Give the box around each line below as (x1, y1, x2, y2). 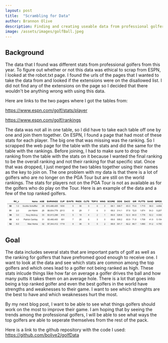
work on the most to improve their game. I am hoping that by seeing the (5, 306, 152, 312)
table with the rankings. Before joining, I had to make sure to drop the (5, 148, 147, 154)
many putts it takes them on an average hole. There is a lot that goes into (5, 275, 155, 282)
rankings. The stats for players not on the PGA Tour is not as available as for (5, 180, 162, 186)
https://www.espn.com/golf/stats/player (5, 107, 87, 113)
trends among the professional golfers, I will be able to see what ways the (5, 312, 157, 318)
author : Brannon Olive (5, 18, 52, 23)
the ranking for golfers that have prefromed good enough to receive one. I (5, 254, 157, 260)
